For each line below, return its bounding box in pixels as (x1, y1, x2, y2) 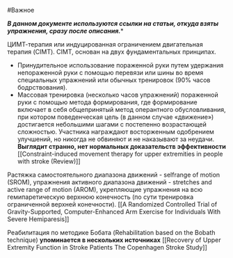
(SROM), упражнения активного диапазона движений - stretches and (7, 178, 212, 186)
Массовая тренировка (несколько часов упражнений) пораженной (17, 90, 219, 99)
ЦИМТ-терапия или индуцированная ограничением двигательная (7, 40, 203, 48)
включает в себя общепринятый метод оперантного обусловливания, (17, 106, 226, 113)
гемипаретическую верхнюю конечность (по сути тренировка (7, 193, 194, 201)
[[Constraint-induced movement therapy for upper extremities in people (17, 150, 223, 158)
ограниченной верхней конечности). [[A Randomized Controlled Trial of (7, 200, 218, 208)
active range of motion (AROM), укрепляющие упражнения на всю (7, 186, 203, 193)
